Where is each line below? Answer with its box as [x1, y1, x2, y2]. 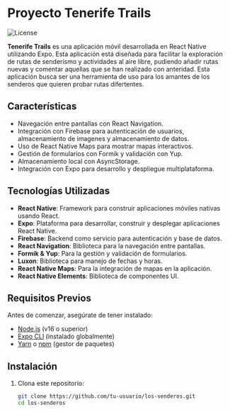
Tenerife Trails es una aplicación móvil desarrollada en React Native [7, 42, 207, 50]
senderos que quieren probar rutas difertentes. [7, 79, 144, 88]
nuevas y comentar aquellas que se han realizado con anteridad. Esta [7, 65, 210, 73]
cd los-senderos [17, 399, 66, 407]
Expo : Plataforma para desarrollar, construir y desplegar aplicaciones [17, 218, 221, 228]
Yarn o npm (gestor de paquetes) [17, 340, 115, 348]
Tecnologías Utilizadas [7, 185, 110, 197]
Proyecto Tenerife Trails [7, 5, 151, 21]
